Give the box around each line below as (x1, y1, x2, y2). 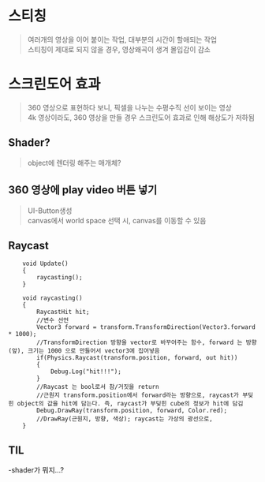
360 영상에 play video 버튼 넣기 (8, 183, 158, 197)
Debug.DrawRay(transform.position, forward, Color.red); (36, 407, 227, 415)
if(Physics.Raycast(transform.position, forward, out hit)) (36, 354, 238, 362)
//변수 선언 (36, 316, 69, 324)
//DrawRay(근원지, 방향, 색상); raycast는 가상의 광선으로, (36, 415, 213, 423)
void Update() (22, 260, 69, 268)
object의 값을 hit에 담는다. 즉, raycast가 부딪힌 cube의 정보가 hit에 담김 (17, 400, 244, 408)
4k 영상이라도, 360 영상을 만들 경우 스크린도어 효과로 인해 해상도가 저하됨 (27, 112, 255, 122)
